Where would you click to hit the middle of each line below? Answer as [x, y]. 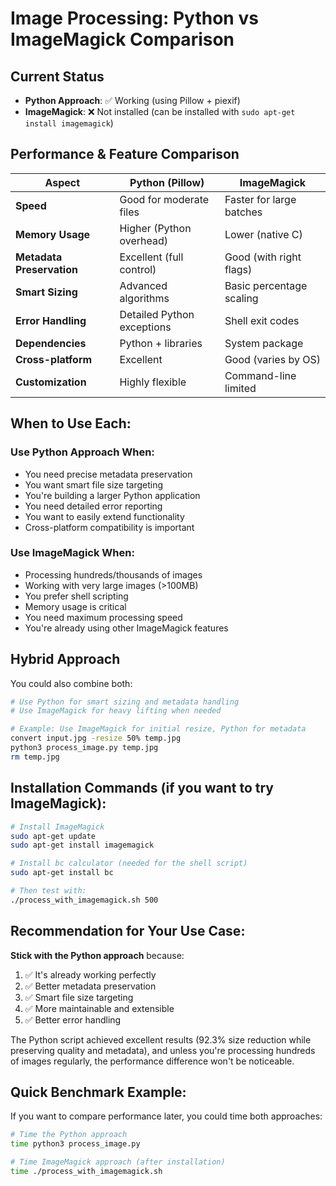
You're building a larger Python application [112, 495]
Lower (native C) [263, 234]
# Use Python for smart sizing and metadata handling [125, 702]
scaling [241, 298]
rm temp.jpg [35, 757]
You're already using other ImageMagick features [126, 628]
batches [243, 212]
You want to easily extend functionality [104, 516]
